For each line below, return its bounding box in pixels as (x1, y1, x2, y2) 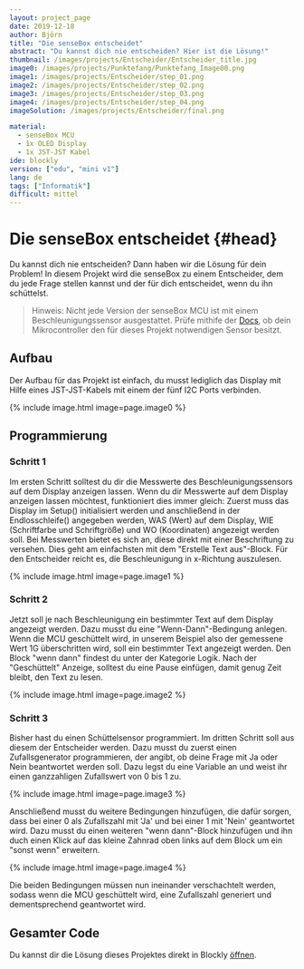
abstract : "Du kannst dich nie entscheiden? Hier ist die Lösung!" (9, 47, 270, 56)
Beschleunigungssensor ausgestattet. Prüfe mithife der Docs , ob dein (31, 315, 291, 326)
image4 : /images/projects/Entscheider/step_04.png (9, 97, 204, 107)
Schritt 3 (9, 712, 48, 724)
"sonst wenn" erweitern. (9, 845, 100, 856)
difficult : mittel (9, 189, 79, 199)
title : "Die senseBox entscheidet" (9, 38, 144, 48)
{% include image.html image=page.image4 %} (9, 862, 187, 873)
